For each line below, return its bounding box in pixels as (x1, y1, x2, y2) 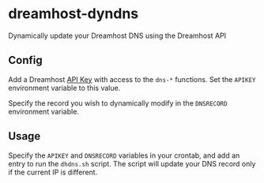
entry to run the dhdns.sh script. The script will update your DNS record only (8, 159, 256, 168)
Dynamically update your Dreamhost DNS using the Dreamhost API (8, 31, 227, 40)
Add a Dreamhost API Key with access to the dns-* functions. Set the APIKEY (8, 74, 256, 84)
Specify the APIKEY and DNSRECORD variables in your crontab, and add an (8, 151, 240, 160)
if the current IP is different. (8, 167, 98, 177)
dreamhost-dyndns (8, 5, 139, 23)
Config (8, 54, 43, 67)
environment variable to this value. (8, 83, 121, 92)
